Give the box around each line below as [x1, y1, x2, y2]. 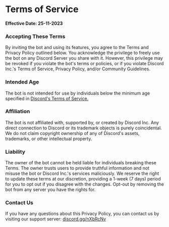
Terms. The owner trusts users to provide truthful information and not [5, 165, 150, 171]
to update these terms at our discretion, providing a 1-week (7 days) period [5, 176, 161, 182]
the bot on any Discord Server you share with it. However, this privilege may [5, 55, 163, 61]
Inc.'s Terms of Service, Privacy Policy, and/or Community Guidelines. [5, 66, 150, 72]
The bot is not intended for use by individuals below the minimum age [5, 90, 150, 96]
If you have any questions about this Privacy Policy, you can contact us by [5, 211, 159, 217]
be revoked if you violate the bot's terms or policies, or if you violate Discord [5, 61, 164, 67]
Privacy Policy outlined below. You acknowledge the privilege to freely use [5, 50, 160, 56]
